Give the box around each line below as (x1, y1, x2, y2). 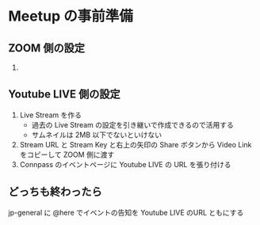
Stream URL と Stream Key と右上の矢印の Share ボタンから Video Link (19, 139, 252, 149)
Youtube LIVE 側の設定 (8, 88, 120, 101)
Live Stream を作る (19, 110, 82, 120)
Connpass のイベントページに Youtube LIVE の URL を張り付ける (19, 159, 231, 169)
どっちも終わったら (8, 185, 102, 199)
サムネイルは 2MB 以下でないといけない (31, 130, 162, 139)
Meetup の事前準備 (8, 7, 133, 25)
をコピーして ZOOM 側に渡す (19, 150, 115, 159)
